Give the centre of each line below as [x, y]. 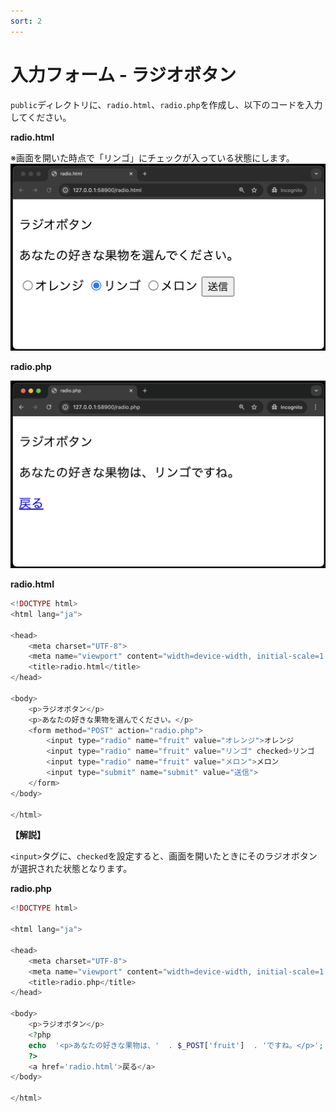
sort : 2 [26, 21]
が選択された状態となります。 [71, 869]
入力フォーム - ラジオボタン [123, 74]
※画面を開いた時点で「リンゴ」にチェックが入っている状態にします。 [152, 157]
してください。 [41, 117]
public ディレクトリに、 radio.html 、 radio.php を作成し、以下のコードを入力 [166, 104]
